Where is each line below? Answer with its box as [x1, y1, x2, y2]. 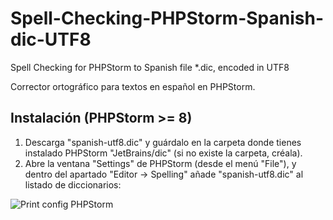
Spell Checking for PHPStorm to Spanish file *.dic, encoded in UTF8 [10, 61, 290, 73]
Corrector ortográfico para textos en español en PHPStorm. [10, 80, 256, 92]
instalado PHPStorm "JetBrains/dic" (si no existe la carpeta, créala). [24, 147, 303, 159]
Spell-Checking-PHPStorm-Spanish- [10, 7, 324, 30]
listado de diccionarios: [24, 178, 122, 191]
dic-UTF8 [10, 28, 92, 51]
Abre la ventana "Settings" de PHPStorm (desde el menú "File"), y [24, 157, 297, 169]
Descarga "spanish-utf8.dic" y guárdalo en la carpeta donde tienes [24, 136, 302, 148]
